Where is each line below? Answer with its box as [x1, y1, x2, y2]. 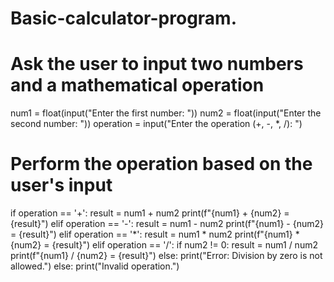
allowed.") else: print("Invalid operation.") [10, 260, 180, 272]
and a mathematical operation [10, 74, 265, 97]
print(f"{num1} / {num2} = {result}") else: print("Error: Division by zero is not [10, 250, 323, 262]
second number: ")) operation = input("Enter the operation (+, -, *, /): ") [10, 118, 303, 130]
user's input [10, 174, 113, 197]
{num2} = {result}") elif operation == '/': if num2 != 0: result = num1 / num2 [10, 239, 318, 251]
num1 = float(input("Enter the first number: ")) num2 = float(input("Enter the [10, 107, 322, 119]
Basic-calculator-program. [10, 7, 238, 30]
